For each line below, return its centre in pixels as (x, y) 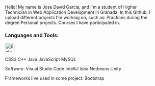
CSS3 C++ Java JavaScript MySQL (41, 59)
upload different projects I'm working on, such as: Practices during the (76, 17)
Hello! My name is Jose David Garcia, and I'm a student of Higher (71, 7)
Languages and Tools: (32, 35)
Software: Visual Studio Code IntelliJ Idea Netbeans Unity (63, 69)
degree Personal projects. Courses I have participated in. (63, 22)
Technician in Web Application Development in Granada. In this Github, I (78, 12)
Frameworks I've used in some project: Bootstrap (55, 78)
